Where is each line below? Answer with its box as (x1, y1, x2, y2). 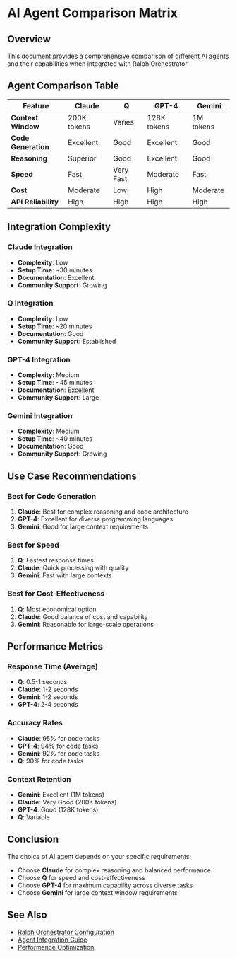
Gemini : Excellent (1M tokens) (17, 790, 104, 799)
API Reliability (11, 197, 59, 207)
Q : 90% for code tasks (17, 756, 84, 765)
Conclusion (7, 833, 59, 846)
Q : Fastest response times (17, 556, 94, 565)
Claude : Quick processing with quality (17, 564, 129, 572)
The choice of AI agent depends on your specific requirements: (7, 852, 192, 860)
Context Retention (7, 774, 71, 784)
